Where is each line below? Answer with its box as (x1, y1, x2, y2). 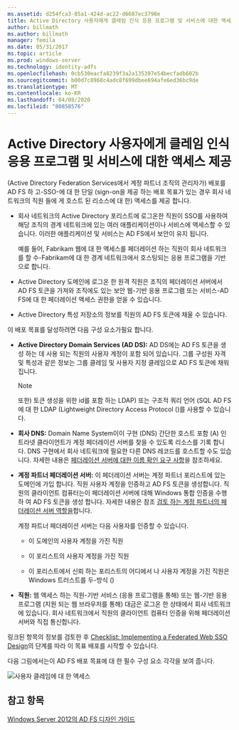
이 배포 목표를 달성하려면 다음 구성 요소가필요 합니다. (7, 325, 154, 334)
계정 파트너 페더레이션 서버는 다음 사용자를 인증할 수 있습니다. (17, 521, 189, 530)
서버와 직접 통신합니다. (17, 617, 81, 626)
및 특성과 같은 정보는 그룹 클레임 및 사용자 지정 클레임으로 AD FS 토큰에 (17, 358, 216, 366)
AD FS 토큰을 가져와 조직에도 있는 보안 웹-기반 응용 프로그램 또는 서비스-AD (17, 286, 229, 295)
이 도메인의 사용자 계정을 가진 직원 (28, 536, 124, 545)
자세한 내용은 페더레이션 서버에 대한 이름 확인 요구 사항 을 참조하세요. (33, 455, 223, 464)
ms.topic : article (7, 51, 62, 58)
